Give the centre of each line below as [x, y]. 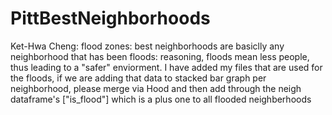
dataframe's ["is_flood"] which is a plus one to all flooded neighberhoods [161, 99]
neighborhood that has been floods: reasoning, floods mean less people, [160, 56]
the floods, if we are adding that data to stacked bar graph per [138, 78]
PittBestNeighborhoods [110, 18]
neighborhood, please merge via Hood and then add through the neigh [156, 88]
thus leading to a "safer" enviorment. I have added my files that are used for [166, 67]
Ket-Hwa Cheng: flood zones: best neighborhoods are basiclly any [147, 46]
